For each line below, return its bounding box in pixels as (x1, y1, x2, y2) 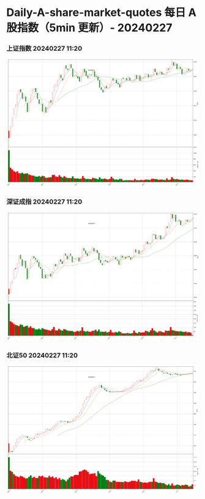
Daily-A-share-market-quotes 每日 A (6, 6, 197, 20)
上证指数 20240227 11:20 (6, 44, 83, 53)
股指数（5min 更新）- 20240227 (6, 21, 173, 35)
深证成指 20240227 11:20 (6, 198, 83, 206)
